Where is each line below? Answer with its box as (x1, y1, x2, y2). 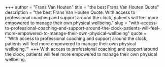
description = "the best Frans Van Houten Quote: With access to (5, 9, 135, 15)
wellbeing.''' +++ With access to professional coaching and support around (5, 46, 158, 52)
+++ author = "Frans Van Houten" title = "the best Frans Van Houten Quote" (5, 4, 159, 10)
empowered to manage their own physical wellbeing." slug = (5, 20, 128, 26)
